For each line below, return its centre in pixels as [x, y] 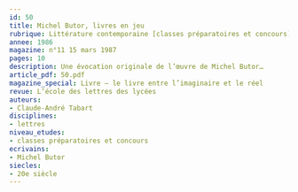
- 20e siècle [33, 173]
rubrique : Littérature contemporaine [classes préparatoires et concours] [150, 34]
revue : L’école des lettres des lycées [83, 91]
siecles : [25, 165]
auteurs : [25, 100]
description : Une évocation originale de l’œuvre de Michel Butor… [137, 67]
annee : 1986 [31, 42]
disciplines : [33, 116]
